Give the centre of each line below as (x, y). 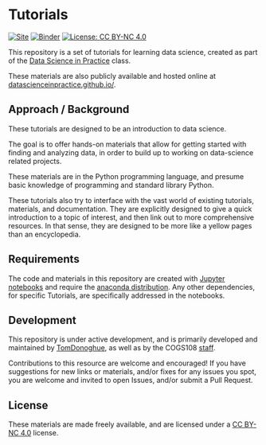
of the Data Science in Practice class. (70, 61)
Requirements (44, 259)
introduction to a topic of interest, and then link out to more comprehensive (131, 217)
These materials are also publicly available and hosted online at (112, 76)
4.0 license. (39, 433)
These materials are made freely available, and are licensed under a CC (125, 424)
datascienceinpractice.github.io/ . (62, 84)
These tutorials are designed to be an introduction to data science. (117, 128)
